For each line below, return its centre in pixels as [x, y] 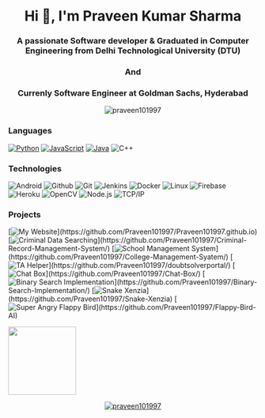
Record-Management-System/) [59, 249]
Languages [30, 131]
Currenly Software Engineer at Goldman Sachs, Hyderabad [132, 92]
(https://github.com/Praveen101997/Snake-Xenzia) [91, 299]
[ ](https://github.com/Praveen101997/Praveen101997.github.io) [133, 232]
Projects [25, 214]
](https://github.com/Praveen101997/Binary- [186, 282]
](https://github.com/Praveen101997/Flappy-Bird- [176, 307]
